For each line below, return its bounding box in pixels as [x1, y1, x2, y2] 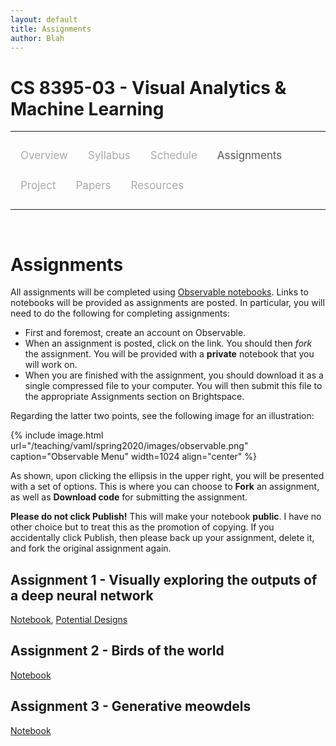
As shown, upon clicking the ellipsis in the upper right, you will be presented [10, 470, 325, 482]
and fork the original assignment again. [10, 542, 172, 555]
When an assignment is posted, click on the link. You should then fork [24, 337, 313, 350]
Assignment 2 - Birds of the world [10, 642, 225, 660]
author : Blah [10, 33, 65, 43]
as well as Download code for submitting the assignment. [10, 491, 248, 503]
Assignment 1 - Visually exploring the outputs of [10, 571, 318, 588]
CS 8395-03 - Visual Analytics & [10, 76, 287, 99]
